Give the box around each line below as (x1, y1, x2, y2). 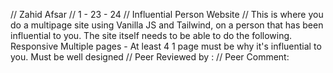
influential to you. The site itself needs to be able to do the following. (10, 30, 293, 41)
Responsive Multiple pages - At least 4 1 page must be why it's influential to (10, 40, 322, 52)
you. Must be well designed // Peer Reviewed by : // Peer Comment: (10, 51, 290, 63)
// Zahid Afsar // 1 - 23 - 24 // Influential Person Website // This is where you (10, 9, 324, 20)
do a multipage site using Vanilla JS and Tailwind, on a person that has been (10, 19, 324, 31)
